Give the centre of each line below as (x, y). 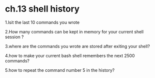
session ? (15, 37)
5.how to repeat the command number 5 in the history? (60, 70)
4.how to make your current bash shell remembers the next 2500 (70, 55)
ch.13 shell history (42, 9)
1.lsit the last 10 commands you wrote (42, 22)
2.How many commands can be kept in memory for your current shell (74, 31)
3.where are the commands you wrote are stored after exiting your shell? (77, 46)
